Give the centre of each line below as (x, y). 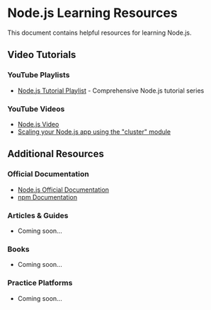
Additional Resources (56, 154)
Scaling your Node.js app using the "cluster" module (94, 132)
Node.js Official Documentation (63, 190)
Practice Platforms (40, 283)
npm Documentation (47, 197)
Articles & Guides (38, 215)
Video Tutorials (42, 55)
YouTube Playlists (39, 75)
